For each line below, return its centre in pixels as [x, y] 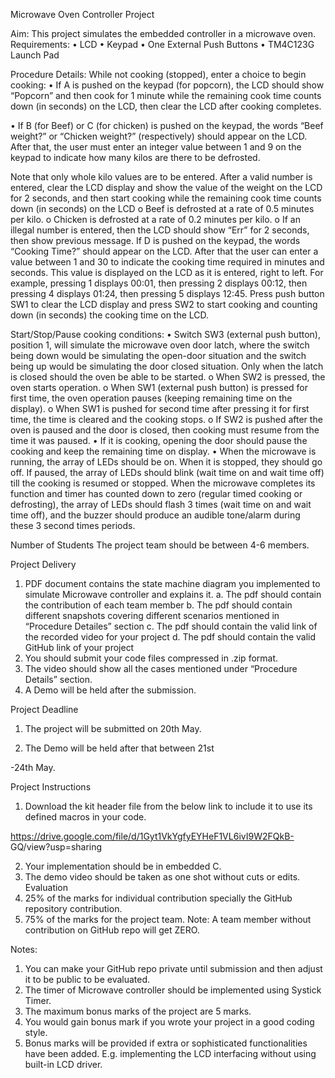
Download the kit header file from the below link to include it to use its [168, 806]
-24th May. [33, 767]
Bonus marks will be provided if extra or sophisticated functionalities [166, 1043]
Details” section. [58, 679]
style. [36, 1032]
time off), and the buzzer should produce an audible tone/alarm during [155, 515]
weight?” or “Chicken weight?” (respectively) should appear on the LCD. [159, 136]
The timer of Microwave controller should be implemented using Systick [173, 990]
